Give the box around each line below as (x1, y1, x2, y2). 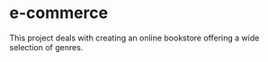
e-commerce (9, 3, 109, 23)
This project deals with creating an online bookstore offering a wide (9, 32, 260, 43)
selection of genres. (9, 41, 84, 52)
